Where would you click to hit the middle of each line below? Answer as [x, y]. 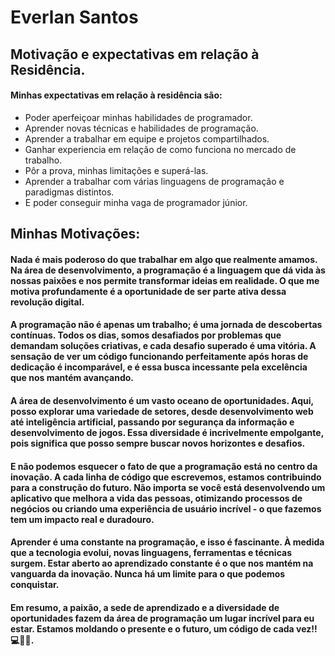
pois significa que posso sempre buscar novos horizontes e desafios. [158, 443]
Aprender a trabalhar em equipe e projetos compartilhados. [147, 138]
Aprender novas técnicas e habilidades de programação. [141, 128]
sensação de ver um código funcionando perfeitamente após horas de [159, 357]
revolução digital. [47, 302]
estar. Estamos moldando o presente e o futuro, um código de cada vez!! [164, 628]
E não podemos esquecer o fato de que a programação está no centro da [164, 466]
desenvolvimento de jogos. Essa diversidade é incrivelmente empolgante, [167, 432]
